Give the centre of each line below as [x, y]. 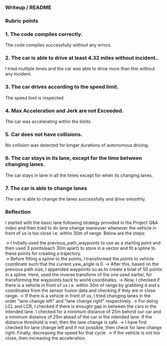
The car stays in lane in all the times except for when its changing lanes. [79, 175]
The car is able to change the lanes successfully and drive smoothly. [76, 199]
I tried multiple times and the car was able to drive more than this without [80, 69]
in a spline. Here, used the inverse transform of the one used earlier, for [79, 275]
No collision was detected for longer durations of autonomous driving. [77, 145]
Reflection [18, 212]
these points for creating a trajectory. [43, 253]
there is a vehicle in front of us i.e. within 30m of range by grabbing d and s [83, 285]
